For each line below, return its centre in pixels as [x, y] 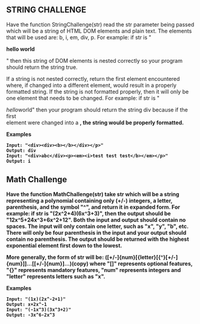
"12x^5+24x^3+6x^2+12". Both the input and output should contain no [96, 220]
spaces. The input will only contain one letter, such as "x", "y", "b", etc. [97, 226]
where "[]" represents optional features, [141, 263]
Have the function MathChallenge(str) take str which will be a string [93, 194]
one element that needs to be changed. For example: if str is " [83, 98]
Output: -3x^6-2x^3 [31, 315]
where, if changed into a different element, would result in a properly [91, 85]
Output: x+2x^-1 [27, 304]
